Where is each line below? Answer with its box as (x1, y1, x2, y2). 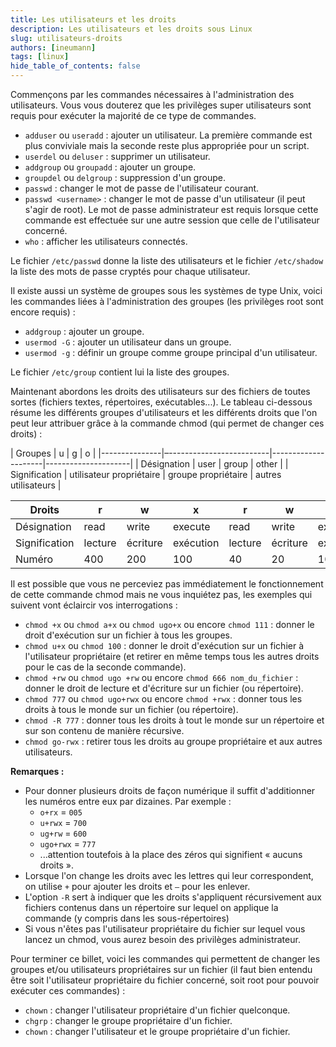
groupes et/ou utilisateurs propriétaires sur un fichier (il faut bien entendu (10, 964, 313, 975)
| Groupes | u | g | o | (10, 447, 97, 459)
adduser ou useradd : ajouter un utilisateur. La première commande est (24, 129, 313, 141)
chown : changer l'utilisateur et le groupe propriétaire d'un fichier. (24, 1026, 291, 1037)
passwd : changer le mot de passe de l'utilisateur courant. (24, 182, 260, 194)
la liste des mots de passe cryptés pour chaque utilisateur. (10, 266, 251, 277)
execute (172, 520, 211, 533)
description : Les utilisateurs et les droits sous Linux (10, 24, 253, 34)
